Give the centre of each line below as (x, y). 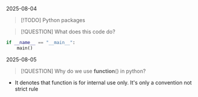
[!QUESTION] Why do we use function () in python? (83, 71)
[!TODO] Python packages (53, 20)
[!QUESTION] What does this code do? (68, 32)
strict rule (26, 89)
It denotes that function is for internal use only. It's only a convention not (103, 82)
